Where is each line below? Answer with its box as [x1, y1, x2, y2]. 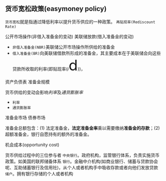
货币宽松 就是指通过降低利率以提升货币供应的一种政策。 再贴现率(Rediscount [5, 19, 156, 25]
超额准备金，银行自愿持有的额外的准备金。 [5, 131, 92, 137]
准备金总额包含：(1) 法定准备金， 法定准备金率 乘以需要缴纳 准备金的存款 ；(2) [5, 125, 160, 131]
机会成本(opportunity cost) [5, 142, 60, 147]
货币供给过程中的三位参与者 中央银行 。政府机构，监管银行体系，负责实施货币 [5, 152, 160, 158]
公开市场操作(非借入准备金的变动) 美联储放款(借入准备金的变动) [5, 34, 134, 39]
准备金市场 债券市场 [5, 114, 45, 120]
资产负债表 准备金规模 [5, 78, 50, 85]
